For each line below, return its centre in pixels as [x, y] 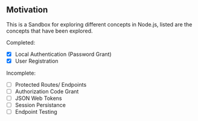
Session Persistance [40, 105]
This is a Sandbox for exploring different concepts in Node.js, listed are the [99, 24]
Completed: [21, 42]
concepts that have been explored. [49, 31]
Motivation [27, 10]
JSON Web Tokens [38, 98]
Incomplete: [21, 73]
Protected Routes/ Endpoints [51, 84]
